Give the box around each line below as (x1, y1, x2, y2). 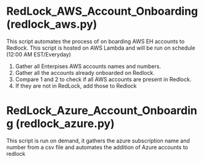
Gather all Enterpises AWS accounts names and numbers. (15, 63, 161, 70)
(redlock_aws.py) (6, 17, 97, 31)
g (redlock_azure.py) (6, 117, 115, 131)
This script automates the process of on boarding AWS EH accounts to (6, 37, 185, 45)
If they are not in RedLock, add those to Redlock (15, 82, 137, 90)
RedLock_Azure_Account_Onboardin (6, 104, 197, 118)
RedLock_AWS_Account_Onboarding (6, 4, 198, 18)
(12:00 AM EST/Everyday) (6, 50, 72, 58)
